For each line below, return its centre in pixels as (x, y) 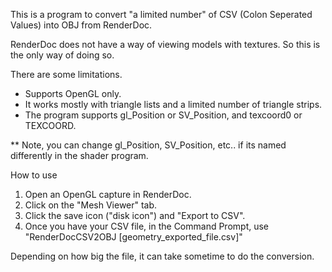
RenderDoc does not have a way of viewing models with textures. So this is (165, 44)
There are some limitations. (66, 74)
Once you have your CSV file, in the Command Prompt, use (147, 226)
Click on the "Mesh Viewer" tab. (91, 205)
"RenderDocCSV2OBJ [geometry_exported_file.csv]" (133, 237)
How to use (34, 175)
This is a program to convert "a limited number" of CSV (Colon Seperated (161, 14)
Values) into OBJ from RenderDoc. (81, 25)
